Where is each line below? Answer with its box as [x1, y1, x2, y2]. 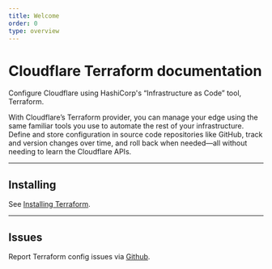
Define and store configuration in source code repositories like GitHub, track [8, 130, 263, 140]
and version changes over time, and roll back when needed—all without [8, 138, 248, 148]
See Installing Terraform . [8, 200, 91, 209]
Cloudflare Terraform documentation [8, 61, 262, 80]
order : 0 [8, 19, 38, 27]
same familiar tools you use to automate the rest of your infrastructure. [8, 121, 244, 131]
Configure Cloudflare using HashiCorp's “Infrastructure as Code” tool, [8, 88, 242, 98]
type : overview [8, 27, 60, 35]
